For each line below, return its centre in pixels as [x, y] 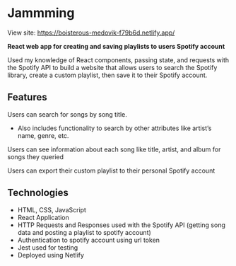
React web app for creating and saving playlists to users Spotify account [116, 46]
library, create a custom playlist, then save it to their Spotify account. [107, 75]
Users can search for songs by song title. [67, 114]
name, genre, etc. [43, 135]
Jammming [41, 13]
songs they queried [36, 156]
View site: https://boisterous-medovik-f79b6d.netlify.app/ [91, 33]
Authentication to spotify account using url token [89, 240]
